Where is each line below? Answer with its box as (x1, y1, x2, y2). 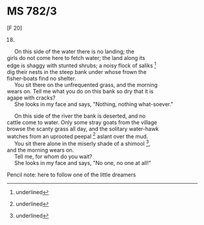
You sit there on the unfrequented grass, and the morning (14, 81, 158, 89)
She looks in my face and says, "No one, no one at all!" (14, 159, 151, 166)
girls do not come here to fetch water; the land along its (7, 54, 145, 61)
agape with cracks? (7, 94, 56, 101)
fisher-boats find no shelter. (7, 75, 76, 82)
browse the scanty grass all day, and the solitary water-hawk (7, 125, 159, 132)
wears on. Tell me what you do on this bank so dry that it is (7, 87, 154, 95)
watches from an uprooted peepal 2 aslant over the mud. (7, 132, 148, 140)
